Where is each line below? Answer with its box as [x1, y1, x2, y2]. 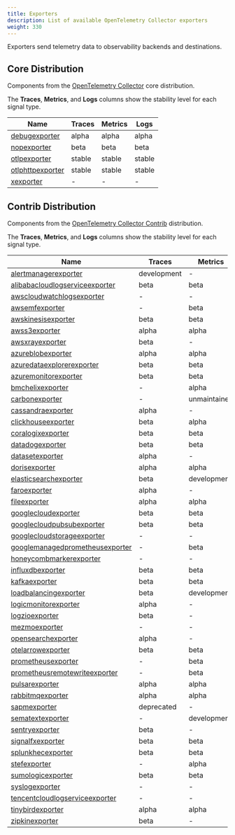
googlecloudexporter [10, 508, 80, 518]
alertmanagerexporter [10, 269, 83, 278]
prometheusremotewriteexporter [10, 668, 118, 677]
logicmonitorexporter [10, 599, 80, 609]
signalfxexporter [10, 736, 65, 746]
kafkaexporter [10, 577, 57, 586]
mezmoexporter [10, 622, 64, 632]
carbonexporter [10, 394, 63, 403]
